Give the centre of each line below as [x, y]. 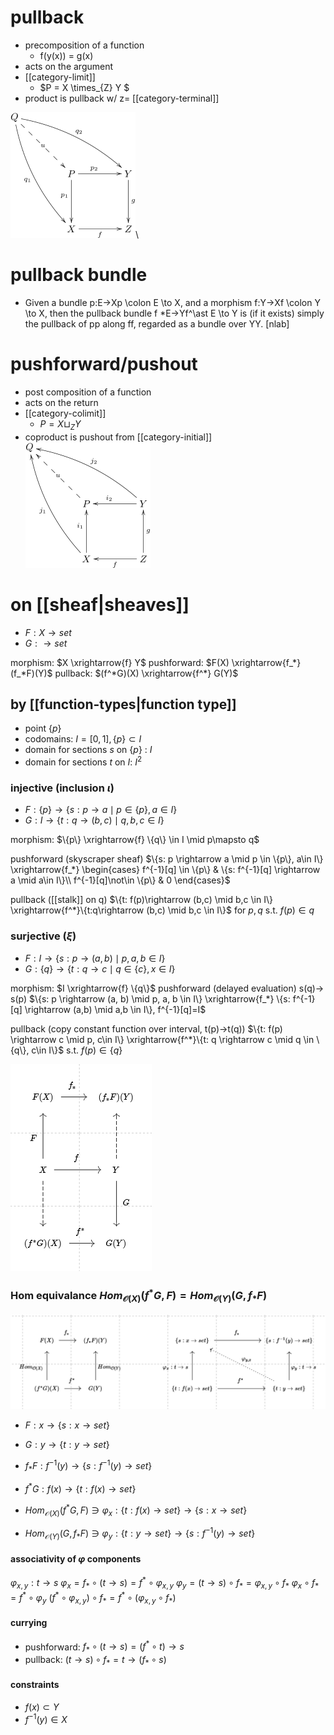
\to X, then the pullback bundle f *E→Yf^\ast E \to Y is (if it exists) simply [174, 313]
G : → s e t [46, 643]
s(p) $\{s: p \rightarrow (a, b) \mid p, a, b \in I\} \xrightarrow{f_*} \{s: [150, 998]
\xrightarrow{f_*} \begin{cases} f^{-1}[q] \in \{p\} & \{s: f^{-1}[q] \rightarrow [165, 870]
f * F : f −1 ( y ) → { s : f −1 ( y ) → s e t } [88, 1466]
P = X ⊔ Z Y [60, 424]
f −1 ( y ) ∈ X [46, 1718]
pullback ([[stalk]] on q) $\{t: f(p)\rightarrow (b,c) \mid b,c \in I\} [141, 900]
